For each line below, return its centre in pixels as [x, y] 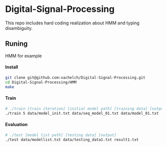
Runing [16, 44]
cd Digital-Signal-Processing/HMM [41, 82]
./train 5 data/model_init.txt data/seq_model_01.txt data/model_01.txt [82, 113]
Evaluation [16, 125]
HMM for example [24, 56]
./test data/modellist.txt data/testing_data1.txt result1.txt [72, 140]
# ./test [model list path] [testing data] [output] [61, 135]
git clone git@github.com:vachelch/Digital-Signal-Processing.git [75, 77]
